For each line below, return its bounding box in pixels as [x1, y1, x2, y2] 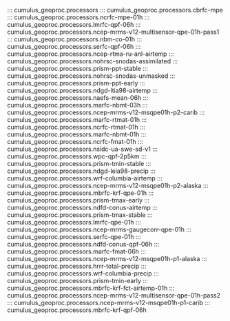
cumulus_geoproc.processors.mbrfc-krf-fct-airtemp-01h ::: [7, 284, 175, 292]
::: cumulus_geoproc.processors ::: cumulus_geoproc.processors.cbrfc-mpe [7, 6, 224, 14]
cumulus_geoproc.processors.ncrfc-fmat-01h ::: [7, 138, 143, 145]
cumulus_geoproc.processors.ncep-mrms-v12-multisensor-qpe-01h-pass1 [7, 28, 220, 36]
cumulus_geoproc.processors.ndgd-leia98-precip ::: [7, 167, 156, 175]
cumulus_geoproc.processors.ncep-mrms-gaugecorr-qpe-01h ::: [7, 225, 191, 234]
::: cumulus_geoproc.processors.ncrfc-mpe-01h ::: [7, 13, 150, 21]
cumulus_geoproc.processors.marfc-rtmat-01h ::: [7, 116, 147, 123]
